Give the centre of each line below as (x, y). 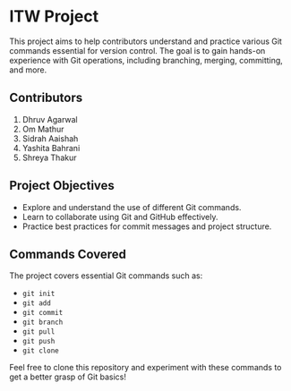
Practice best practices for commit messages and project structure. (147, 226)
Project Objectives (62, 186)
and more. (28, 70)
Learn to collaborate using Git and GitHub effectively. (120, 217)
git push (39, 342)
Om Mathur (43, 129)
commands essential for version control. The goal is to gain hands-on (137, 50)
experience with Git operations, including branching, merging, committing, (146, 60)
